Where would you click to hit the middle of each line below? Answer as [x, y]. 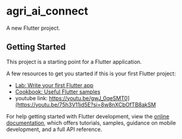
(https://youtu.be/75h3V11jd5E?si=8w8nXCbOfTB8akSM [86, 104]
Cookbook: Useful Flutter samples [58, 92]
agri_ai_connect [47, 11]
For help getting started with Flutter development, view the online [88, 116]
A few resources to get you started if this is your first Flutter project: [91, 73]
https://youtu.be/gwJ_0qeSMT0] [89, 98]
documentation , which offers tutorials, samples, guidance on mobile [91, 123]
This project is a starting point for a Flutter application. [74, 61]
